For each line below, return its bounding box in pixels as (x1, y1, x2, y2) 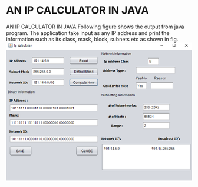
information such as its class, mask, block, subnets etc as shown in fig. (6, 36, 179, 43)
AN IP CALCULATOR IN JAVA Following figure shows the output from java (6, 23, 184, 30)
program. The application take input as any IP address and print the (6, 29, 170, 36)
